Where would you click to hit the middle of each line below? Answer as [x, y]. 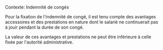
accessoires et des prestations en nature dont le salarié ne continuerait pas [82, 22]
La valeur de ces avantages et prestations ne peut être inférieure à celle [78, 37]
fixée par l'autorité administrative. [39, 42]
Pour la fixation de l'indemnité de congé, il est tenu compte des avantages [81, 17]
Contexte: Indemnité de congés [37, 7]
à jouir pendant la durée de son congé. [44, 27]
